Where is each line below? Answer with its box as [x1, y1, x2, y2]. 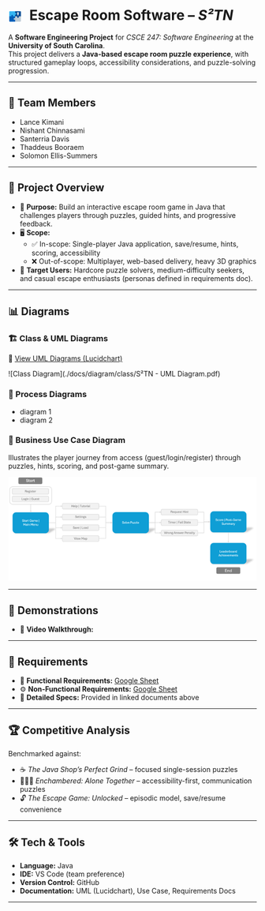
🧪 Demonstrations [8, 603, 99, 617]
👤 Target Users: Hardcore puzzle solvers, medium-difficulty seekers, [19, 265, 244, 275]
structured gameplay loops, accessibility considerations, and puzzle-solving [8, 58, 256, 67]
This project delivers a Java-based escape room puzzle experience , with [8, 49, 249, 58]
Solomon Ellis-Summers [19, 151, 98, 160]
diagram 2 [19, 415, 54, 425]
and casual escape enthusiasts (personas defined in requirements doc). [19, 273, 254, 283]
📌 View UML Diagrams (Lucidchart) [8, 354, 123, 363]
